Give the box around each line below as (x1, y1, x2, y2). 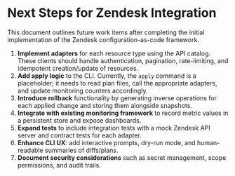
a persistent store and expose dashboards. (17, 116, 142, 124)
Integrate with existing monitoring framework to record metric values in (17, 109, 229, 117)
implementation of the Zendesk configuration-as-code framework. (7, 35, 200, 43)
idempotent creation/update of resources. (17, 64, 139, 72)
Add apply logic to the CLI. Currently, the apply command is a (17, 72, 196, 80)
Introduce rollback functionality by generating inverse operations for (17, 93, 217, 102)
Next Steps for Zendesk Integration (7, 5, 217, 21)
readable (17, 146, 43, 154)
